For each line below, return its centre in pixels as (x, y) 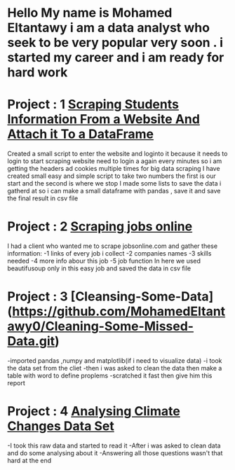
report (16, 383)
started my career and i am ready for (116, 58)
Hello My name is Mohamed (90, 13)
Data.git (31, 341)
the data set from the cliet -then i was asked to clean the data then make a (115, 368)
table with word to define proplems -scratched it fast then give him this (110, 375)
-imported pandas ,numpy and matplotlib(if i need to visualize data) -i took (115, 361)
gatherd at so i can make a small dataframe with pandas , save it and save (114, 191)
